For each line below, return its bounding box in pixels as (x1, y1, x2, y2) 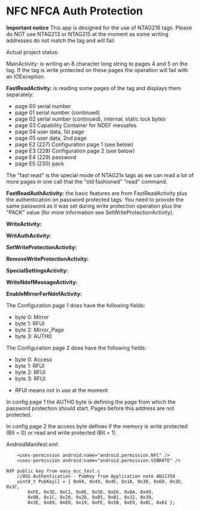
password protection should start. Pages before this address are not (6, 404, 175, 412)
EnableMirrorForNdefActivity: (6, 290, 83, 297)
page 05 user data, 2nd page (14, 134, 87, 142)
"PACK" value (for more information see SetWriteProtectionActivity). (6, 208, 174, 216)
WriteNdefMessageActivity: (6, 278, 78, 286)
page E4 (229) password (14, 153, 77, 160)
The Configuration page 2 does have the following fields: (6, 344, 147, 351)
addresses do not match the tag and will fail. (6, 37, 116, 44)
